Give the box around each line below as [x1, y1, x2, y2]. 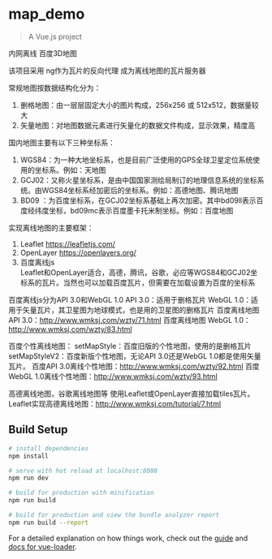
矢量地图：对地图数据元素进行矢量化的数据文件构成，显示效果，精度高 [19, 120, 256, 130]
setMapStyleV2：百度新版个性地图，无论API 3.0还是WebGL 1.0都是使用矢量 [8, 350, 261, 361]
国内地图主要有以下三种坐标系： [8, 137, 115, 147]
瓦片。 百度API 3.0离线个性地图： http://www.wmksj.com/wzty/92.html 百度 [8, 361, 260, 371]
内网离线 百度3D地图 [8, 48, 77, 58]
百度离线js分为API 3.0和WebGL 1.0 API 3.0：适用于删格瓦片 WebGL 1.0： [8, 295, 252, 304]
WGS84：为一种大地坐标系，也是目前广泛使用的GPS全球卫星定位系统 [19, 155, 253, 165]
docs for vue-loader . [8, 541, 77, 552]
